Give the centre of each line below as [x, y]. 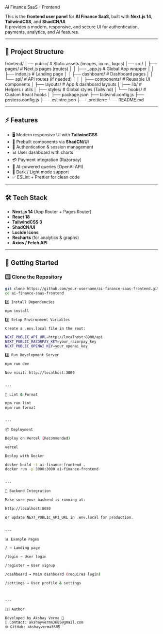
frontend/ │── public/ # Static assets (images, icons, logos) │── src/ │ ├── [81, 63]
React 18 [21, 217]
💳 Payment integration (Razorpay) [47, 160]
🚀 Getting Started [32, 263]
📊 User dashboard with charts [43, 152]
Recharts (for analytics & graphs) [45, 237]
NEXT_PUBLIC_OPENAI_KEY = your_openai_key [47, 346]
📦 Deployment [19, 430]
